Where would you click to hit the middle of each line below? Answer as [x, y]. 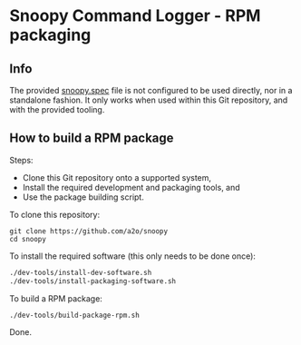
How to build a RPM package [92, 138]
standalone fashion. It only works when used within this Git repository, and [149, 100]
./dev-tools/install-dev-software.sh [81, 272]
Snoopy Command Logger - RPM [135, 16]
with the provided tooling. [57, 109]
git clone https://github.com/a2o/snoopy [89, 231]
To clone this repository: [55, 214]
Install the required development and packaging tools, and [131, 187]
